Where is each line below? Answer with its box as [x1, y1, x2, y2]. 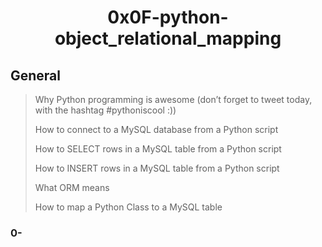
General [10, 67, 62, 84]
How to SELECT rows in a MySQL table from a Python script [34, 143, 282, 155]
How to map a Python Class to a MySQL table [34, 201, 223, 213]
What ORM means [34, 182, 110, 193]
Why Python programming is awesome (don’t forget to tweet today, [34, 94, 313, 105]
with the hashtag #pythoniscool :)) [34, 104, 177, 116]
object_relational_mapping [54, 27, 282, 50]
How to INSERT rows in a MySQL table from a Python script [34, 162, 280, 174]
